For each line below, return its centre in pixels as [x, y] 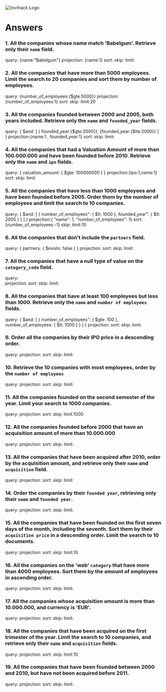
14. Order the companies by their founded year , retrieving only [81, 493]
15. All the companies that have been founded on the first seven [83, 523]
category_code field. [29, 267]
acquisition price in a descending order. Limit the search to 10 [82, 535]
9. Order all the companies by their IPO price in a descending [80, 337]
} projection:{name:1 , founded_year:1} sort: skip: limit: [60, 137]
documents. [20, 542]
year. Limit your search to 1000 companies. [58, 403]
